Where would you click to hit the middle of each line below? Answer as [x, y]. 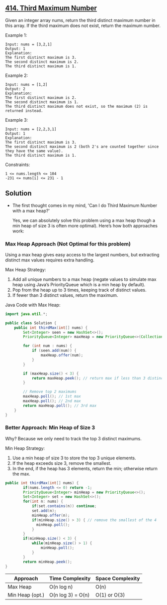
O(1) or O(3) [110, 595]
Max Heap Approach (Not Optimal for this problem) [68, 244]
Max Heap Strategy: [26, 269]
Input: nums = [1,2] [27, 84]
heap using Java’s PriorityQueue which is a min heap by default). [79, 284]
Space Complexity [118, 579]
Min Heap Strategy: [25, 448]
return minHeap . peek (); [47, 562]
